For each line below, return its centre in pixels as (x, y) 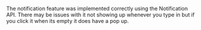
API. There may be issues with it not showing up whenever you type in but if (100, 15)
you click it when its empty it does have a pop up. (68, 21)
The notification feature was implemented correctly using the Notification (97, 9)
